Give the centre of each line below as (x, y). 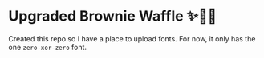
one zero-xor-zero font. (47, 47)
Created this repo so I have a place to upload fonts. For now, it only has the (132, 38)
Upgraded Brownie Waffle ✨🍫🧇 (113, 16)
